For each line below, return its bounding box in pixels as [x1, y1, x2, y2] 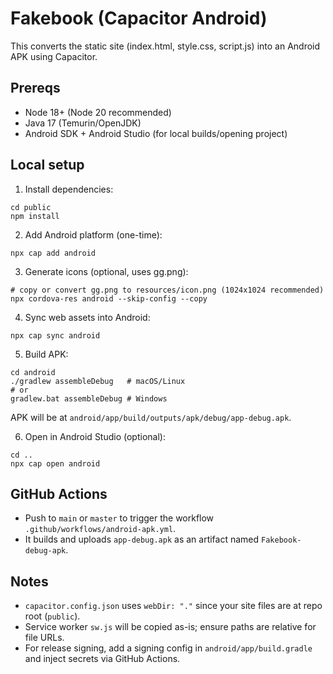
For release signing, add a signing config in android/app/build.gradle [24, 642, 313, 654]
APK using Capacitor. [10, 50, 98, 62]
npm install [10, 211, 60, 221]
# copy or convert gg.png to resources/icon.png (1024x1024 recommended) [10, 285, 325, 295]
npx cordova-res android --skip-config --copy [10, 293, 208, 304]
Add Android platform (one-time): [24, 228, 163, 241]
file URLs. [24, 632, 65, 644]
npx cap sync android [10, 330, 101, 341]
